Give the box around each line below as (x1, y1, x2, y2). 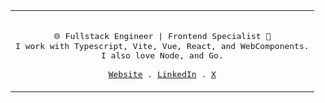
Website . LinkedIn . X (108, 69, 217, 79)
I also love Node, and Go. (100, 50, 224, 61)
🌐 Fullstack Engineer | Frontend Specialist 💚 (53, 31, 272, 41)
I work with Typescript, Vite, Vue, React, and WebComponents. (15, 41, 310, 51)
